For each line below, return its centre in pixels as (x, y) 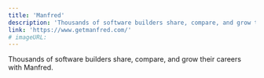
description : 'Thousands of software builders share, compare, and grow (130, 23)
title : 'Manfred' (37, 15)
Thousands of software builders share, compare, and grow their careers (125, 59)
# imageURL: (27, 37)
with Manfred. (31, 68)
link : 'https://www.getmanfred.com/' (70, 30)
